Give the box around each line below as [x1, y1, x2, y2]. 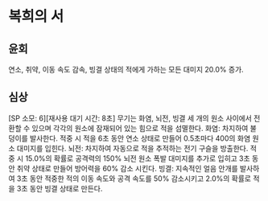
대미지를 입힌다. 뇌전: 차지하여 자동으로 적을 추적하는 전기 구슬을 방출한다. [16, 143, 249, 153]
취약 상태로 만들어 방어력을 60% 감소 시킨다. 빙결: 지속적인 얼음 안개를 [16, 163, 239, 173]
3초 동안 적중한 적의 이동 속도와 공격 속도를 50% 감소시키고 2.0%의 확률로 [16, 174, 252, 183]
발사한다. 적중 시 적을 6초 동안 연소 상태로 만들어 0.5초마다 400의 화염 [29, 133, 251, 143]
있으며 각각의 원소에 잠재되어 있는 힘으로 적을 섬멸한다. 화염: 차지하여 [31, 123, 249, 133]
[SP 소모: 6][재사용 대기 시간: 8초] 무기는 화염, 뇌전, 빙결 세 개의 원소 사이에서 [8, 113, 252, 123]
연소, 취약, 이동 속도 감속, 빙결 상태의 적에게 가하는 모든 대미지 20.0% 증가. [8, 65, 244, 74]
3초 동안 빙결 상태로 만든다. [16, 183, 103, 193]
